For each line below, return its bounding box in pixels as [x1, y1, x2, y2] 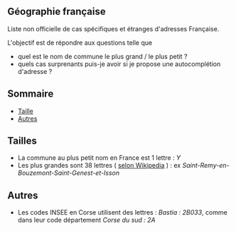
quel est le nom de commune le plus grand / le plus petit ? [17, 52, 188, 60]
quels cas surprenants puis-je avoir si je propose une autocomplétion [17, 60, 221, 68]
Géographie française [7, 6, 106, 18]
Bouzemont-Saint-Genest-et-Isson [17, 168, 119, 177]
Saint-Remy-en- [182, 161, 230, 170]
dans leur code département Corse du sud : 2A [17, 216, 156, 225]
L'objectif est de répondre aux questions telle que [7, 38, 153, 47]
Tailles [7, 135, 38, 147]
